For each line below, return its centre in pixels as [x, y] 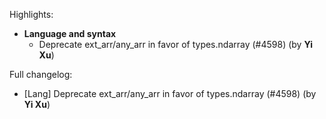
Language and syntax [70, 33]
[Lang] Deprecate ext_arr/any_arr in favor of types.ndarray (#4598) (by [170, 93]
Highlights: [31, 14]
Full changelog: [41, 74]
